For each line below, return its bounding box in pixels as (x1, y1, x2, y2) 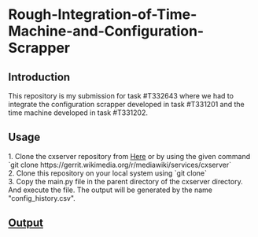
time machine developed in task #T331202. (8, 108, 148, 117)
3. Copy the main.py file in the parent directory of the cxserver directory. (8, 176, 243, 186)
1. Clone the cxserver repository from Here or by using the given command (8, 151, 251, 161)
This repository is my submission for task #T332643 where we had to (8, 91, 234, 100)
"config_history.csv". (8, 193, 76, 202)
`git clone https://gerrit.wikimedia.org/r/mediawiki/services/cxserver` (8, 160, 232, 169)
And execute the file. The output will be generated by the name (8, 185, 212, 194)
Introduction (8, 70, 71, 83)
